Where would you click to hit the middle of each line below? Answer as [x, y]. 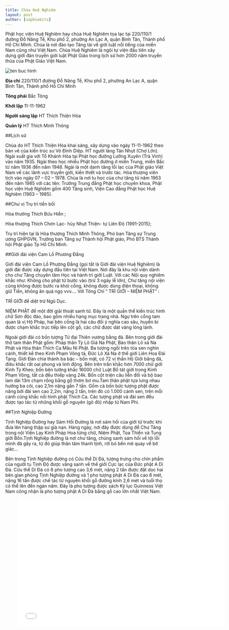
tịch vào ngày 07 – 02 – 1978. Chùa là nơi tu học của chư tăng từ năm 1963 [83, 178]
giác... [12, 449]
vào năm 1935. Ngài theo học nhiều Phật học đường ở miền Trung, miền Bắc [85, 162]
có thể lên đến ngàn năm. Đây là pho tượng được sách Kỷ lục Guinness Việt [84, 486]
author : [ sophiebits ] [28, 19]
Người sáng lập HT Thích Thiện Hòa [43, 116]
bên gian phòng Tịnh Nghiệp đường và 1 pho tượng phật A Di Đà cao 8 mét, [84, 475]
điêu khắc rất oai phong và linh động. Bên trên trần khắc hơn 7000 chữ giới [84, 364]
